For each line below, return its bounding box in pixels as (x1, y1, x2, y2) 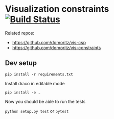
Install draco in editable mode (5, 80, 65, 86)
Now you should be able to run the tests (5, 98, 86, 104)
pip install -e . (5, 90, 41, 95)
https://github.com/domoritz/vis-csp (12, 39, 86, 45)
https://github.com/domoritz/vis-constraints (12, 45, 101, 50)
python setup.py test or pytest (5, 108, 69, 114)
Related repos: (5, 30, 34, 36)
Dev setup (5, 59, 37, 67)
